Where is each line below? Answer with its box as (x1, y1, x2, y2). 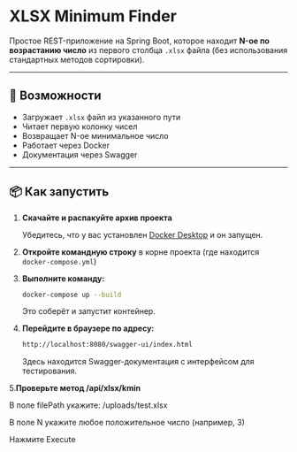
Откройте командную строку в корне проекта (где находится (21, 246, 260, 257)
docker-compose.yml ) (21, 256, 97, 266)
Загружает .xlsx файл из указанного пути (21, 111, 181, 122)
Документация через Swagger (21, 149, 138, 160)
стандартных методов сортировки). (9, 54, 145, 65)
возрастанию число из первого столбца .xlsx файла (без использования (9, 44, 288, 55)
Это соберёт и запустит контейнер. (21, 306, 156, 317)
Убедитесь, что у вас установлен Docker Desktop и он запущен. (21, 229, 263, 240)
